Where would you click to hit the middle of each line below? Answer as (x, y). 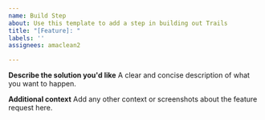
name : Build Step (37, 16)
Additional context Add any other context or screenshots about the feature (133, 99)
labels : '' (26, 38)
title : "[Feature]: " (45, 30)
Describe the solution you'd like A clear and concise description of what (129, 75)
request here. (31, 108)
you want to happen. (42, 84)
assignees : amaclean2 (45, 46)
